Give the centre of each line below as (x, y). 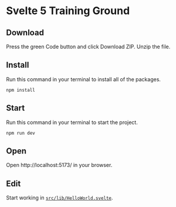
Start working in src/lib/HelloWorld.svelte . (60, 198)
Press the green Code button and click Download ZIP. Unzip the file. (88, 46)
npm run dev (21, 133)
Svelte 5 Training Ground (68, 11)
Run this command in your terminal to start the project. (72, 122)
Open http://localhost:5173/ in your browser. (59, 165)
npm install (21, 90)
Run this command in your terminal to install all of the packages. (84, 79)
